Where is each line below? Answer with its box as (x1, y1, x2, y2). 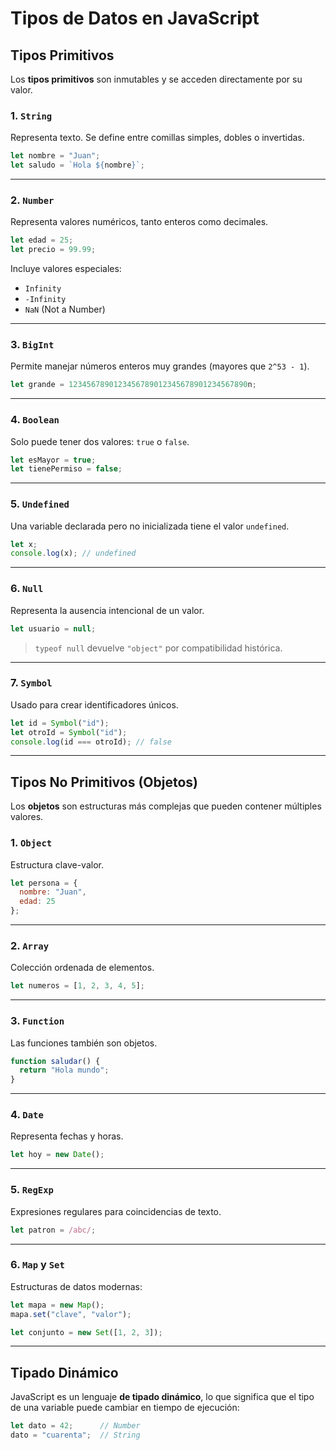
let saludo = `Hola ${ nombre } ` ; (10, 160, 145, 171)
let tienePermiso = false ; (10, 464, 123, 474)
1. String (10, 108, 53, 122)
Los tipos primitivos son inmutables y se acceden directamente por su (10, 73, 303, 85)
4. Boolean (10, 413, 60, 427)
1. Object (10, 836, 53, 850)
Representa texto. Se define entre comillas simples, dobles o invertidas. (10, 132, 305, 144)
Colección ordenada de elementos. (10, 962, 155, 974)
